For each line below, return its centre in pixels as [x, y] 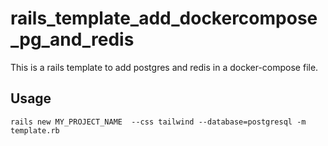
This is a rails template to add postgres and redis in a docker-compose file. [164, 67]
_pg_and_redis [72, 39]
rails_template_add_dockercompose [164, 18]
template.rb [35, 130]
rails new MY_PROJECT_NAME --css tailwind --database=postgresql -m [158, 122]
